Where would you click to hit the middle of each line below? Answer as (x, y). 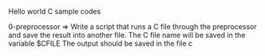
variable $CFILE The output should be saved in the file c (101, 43)
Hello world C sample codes (55, 11)
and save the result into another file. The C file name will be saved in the (127, 35)
